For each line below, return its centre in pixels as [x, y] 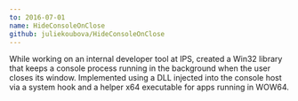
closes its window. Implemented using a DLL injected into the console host [145, 78]
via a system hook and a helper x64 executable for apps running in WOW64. [149, 87]
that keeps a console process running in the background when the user [140, 68]
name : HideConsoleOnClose [57, 26]
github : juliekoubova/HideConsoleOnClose [87, 34]
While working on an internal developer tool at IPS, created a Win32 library [146, 59]
